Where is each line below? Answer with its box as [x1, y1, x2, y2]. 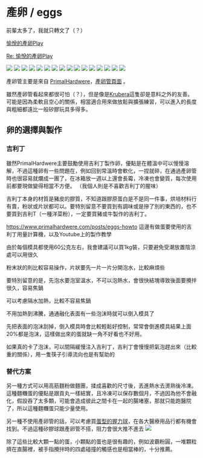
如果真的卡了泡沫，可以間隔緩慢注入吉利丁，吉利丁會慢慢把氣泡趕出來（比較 [6, 343, 197, 350]
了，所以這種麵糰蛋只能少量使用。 [6, 404, 91, 411]
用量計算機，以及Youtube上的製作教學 [16, 230, 112, 237]
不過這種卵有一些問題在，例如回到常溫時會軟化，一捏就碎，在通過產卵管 [16, 167, 197, 174]
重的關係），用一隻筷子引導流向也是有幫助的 [6, 350, 115, 358]
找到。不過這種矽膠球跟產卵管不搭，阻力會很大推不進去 [6, 425, 144, 432]
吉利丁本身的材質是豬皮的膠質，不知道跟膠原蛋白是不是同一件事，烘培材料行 [6, 195, 197, 202]
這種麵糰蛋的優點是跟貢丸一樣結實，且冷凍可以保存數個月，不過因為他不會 [6, 389, 192, 396]
